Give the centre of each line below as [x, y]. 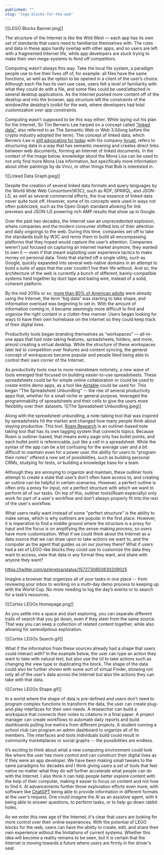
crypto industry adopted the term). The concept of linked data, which [75, 135]
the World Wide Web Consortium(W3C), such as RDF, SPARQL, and [73, 191]
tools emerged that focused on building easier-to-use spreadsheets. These [81, 375]
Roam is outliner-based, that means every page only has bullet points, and [80, 436]
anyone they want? [24, 560]
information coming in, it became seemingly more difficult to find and [75, 309]
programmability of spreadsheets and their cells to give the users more [77, 401]
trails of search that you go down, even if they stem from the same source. [80, 619]
